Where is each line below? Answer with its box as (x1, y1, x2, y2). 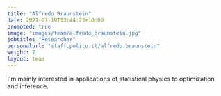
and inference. (7, 81, 49, 90)
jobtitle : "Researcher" (7, 36, 76, 43)
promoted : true (7, 23, 51, 30)
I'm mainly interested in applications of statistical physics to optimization (7, 74, 215, 83)
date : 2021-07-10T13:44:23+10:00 (7, 17, 104, 24)
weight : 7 (7, 49, 36, 56)
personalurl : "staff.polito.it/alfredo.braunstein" (7, 42, 160, 49)
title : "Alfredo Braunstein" (7, 10, 92, 17)
